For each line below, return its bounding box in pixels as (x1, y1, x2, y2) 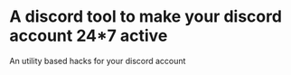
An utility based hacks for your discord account (9, 55, 186, 66)
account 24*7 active (9, 25, 168, 46)
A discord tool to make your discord (9, 6, 283, 27)
